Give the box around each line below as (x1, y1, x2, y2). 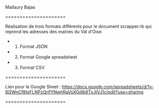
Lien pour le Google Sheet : (5, 84, 61, 90)
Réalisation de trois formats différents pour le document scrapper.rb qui (5, 23, 152, 29)
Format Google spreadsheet (19, 54, 78, 60)
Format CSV (19, 64, 45, 70)
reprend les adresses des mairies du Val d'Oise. (5, 29, 103, 34)
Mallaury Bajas (5, 4, 36, 10)
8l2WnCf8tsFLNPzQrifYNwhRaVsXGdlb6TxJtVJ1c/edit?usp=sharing (5, 89, 144, 95)
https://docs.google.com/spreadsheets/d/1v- (62, 84, 154, 90)
